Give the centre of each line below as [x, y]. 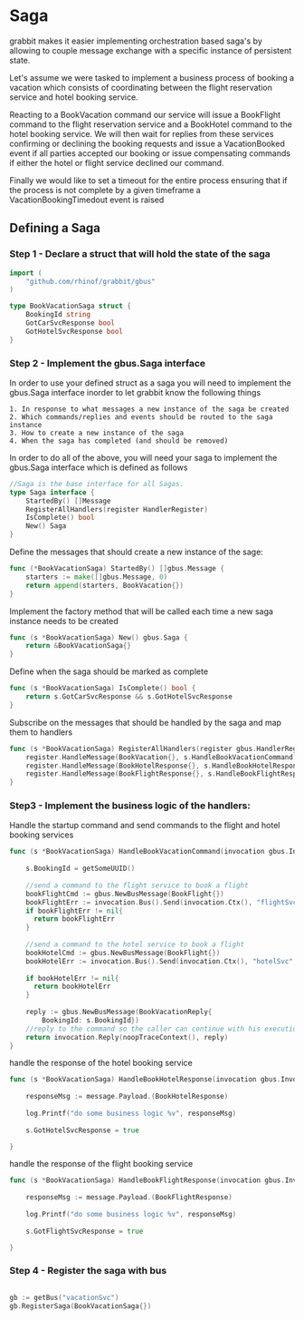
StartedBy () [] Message [68, 501]
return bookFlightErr [74, 919]
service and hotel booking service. [74, 97]
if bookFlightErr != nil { [75, 911]
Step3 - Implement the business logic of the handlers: [130, 806]
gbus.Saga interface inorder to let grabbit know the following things [135, 392]
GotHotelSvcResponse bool [75, 331]
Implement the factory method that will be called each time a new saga [142, 611]
